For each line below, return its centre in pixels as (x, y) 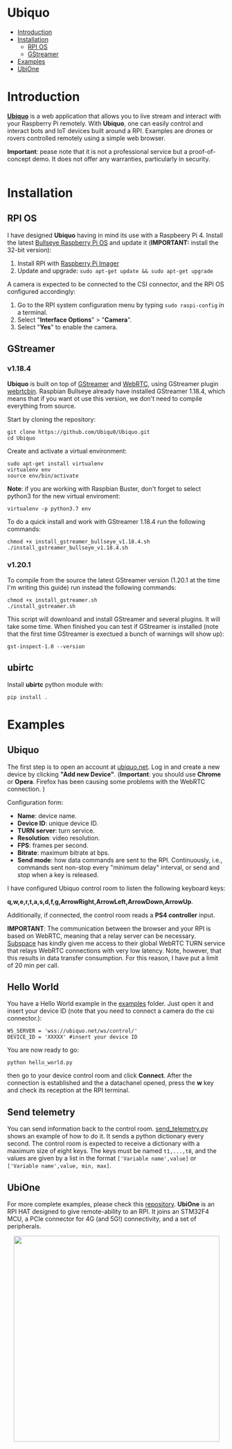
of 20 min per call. (33, 965)
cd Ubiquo (21, 438)
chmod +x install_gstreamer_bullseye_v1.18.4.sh (79, 541)
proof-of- (203, 151)
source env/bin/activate (43, 476)
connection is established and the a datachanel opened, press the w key (110, 1083)
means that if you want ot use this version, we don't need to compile (105, 398)
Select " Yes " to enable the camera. (67, 327)
